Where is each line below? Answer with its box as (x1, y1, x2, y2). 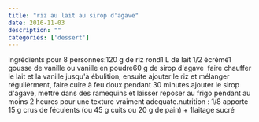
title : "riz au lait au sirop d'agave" (8, 11, 139, 20)
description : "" (8, 26, 61, 34)
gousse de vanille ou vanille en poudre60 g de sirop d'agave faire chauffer (8, 64, 252, 73)
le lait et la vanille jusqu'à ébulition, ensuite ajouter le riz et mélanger (8, 72, 230, 81)
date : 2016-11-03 (8, 19, 65, 27)
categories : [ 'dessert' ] (8, 33, 90, 42)
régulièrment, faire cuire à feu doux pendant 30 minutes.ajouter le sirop (8, 80, 240, 90)
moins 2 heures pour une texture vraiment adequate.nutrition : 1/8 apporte (8, 97, 249, 106)
